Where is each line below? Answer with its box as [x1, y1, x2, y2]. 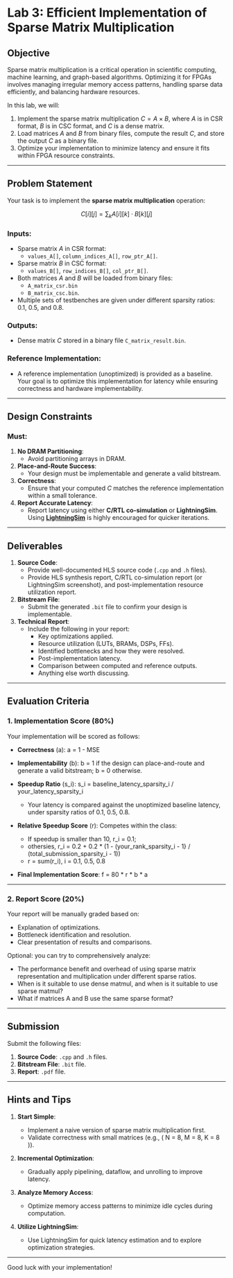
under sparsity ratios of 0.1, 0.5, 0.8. [27, 807, 130, 816]
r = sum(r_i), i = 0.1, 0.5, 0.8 [27, 857, 106, 865]
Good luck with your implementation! [7, 1263, 112, 1271]
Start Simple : [17, 1112, 56, 1121]
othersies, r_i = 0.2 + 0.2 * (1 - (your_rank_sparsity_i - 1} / [27, 842, 191, 850]
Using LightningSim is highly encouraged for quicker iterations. [27, 514, 210, 522]
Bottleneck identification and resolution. [17, 930, 132, 938]
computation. [27, 1209, 66, 1217]
